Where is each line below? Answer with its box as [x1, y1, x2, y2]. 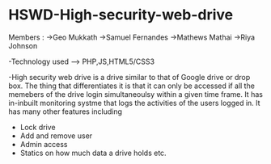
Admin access [19, 139, 68, 149]
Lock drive [19, 122, 56, 132]
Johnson [8, 40, 38, 50]
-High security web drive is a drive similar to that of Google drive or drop [8, 72, 251, 82]
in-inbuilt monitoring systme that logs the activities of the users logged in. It [8, 98, 260, 107]
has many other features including [8, 107, 123, 116]
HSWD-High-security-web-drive [8, 6, 234, 24]
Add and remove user [19, 131, 93, 141]
